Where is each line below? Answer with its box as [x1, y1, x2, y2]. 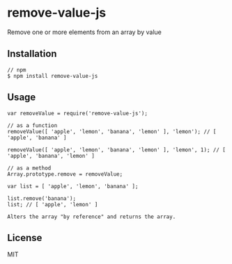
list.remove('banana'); [7, 195, 77, 202]
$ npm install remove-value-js [7, 72, 98, 79]
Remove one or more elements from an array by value [7, 28, 162, 36]
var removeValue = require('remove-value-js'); [7, 110, 148, 117]
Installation [7, 48, 57, 60]
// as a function [7, 122, 58, 129]
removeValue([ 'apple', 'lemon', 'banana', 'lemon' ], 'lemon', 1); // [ [7, 146, 226, 154]
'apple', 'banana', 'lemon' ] [7, 152, 95, 159]
